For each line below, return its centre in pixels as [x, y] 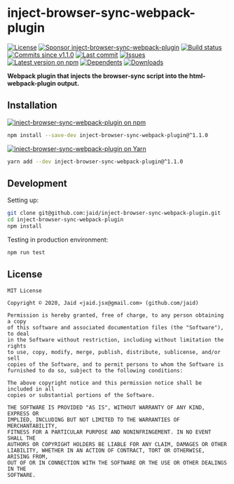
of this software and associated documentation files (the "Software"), [116, 327]
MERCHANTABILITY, [33, 426]
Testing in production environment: [58, 240]
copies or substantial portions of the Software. [81, 395]
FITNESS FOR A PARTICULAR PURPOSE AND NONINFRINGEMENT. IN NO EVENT [109, 432]
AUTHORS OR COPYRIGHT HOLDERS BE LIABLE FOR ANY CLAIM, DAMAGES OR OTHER [117, 444]
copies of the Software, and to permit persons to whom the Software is [116, 364]
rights [17, 346]
